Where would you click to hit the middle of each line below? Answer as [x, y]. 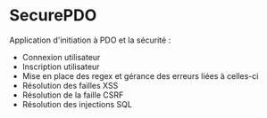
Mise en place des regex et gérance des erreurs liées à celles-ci [140, 75]
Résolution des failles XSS [70, 85]
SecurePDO [53, 16]
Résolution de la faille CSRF [73, 95]
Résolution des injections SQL [77, 104]
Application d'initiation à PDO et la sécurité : [90, 40]
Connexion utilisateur [61, 57]
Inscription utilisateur [61, 67]
